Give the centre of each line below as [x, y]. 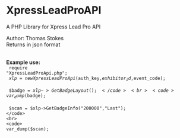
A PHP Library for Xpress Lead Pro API [53, 27]
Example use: [23, 62]
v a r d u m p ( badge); [26, 96]
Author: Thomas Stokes [35, 38]
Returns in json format [33, 44]
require [18, 68]
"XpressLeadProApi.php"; [37, 73]
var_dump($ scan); [28, 129]
